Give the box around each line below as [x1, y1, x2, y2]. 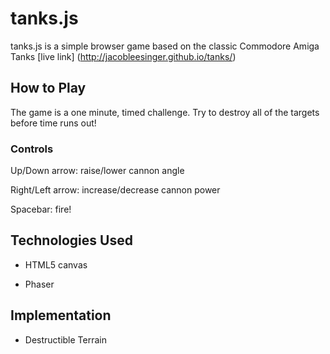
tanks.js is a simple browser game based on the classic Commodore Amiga [10, 40, 320, 52]
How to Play [10, 80, 87, 97]
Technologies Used [10, 232, 133, 249]
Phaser [24, 278, 55, 290]
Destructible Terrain [24, 333, 108, 346]
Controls [10, 142, 54, 156]
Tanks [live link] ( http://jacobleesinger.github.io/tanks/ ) [10, 50, 237, 62]
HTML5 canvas [24, 258, 88, 271]
